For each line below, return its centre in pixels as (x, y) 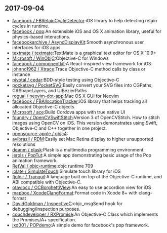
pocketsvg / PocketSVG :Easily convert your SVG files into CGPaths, (82, 85)
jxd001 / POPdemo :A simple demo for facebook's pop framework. (81, 225)
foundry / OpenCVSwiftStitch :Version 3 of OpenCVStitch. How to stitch (86, 117)
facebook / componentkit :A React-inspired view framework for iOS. (82, 63)
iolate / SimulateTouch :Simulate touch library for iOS (66, 171)
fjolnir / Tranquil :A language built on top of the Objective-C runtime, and (87, 176)
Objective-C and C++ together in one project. (59, 128)
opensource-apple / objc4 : (40, 133)
